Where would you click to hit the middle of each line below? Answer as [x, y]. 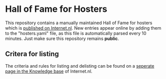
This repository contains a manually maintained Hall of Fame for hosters [79, 23]
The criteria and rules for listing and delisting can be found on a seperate [80, 66]
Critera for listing [32, 54]
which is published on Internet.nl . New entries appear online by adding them [83, 28]
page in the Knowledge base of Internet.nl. [49, 71]
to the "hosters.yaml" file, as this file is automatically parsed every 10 [76, 33]
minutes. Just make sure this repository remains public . [62, 39]
